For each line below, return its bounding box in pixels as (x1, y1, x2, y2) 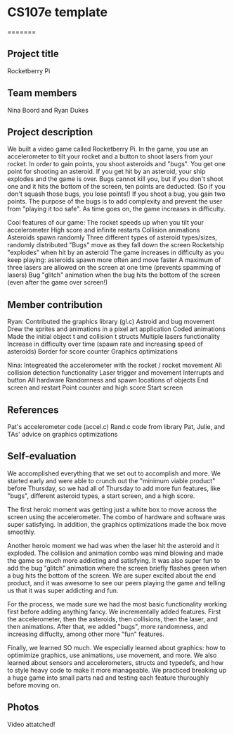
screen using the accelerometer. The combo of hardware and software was (7, 512, 226, 521)
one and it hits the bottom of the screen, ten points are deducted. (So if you (7, 182, 226, 191)
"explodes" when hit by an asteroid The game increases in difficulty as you (7, 248, 225, 257)
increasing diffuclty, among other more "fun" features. (7, 630, 165, 638)
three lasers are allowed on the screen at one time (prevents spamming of (7, 263, 221, 272)
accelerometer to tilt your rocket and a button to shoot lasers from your (7, 152, 213, 161)
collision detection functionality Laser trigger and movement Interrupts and (7, 368, 224, 377)
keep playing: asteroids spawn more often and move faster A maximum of (7, 256, 221, 264)
